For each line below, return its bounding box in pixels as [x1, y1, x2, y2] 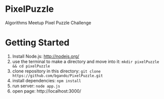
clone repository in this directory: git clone [12, 68, 101, 74]
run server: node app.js [12, 83, 61, 89]
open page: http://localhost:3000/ [12, 88, 81, 94]
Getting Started [5, 37, 70, 48]
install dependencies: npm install [12, 77, 81, 83]
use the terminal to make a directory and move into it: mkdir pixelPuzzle [12, 58, 159, 65]
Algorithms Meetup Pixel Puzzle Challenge [5, 20, 92, 26]
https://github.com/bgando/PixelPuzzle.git [12, 73, 103, 78]
